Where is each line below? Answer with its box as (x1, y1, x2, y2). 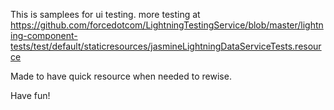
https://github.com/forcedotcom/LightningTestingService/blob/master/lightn (10, 19, 324, 31)
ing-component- (10, 30, 78, 41)
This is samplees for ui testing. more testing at (10, 9, 201, 20)
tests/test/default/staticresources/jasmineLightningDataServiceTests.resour (10, 40, 322, 52)
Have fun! (10, 90, 51, 101)
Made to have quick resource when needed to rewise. (10, 70, 232, 82)
